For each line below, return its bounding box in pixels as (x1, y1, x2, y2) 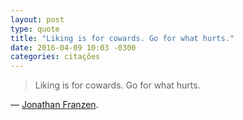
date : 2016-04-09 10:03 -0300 (10, 42, 137, 53)
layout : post (10, 14, 65, 25)
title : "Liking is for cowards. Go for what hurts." (10, 33, 235, 43)
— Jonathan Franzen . (10, 99, 99, 111)
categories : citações (10, 52, 101, 62)
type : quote (10, 24, 60, 34)
